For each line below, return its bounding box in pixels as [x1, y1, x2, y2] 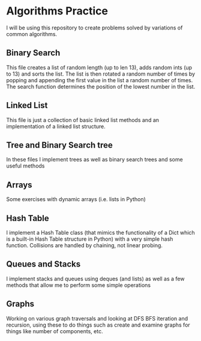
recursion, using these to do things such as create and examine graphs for [6, 321, 190, 328]
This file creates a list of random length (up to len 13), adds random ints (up [6, 64, 193, 71]
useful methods [6, 162, 45, 169]
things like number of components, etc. [6, 327, 103, 334]
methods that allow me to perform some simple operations [6, 281, 151, 289]
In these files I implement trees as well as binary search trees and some [6, 156, 183, 163]
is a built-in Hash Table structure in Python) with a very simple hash [6, 235, 173, 243]
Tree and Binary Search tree [6, 140, 113, 150]
